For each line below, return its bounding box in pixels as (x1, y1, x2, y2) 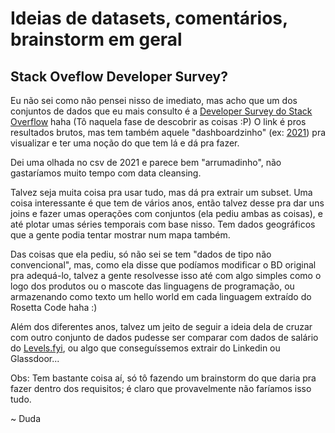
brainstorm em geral (10, 28, 183, 51)
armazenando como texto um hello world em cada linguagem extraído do (10, 291, 312, 302)
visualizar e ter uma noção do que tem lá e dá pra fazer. (10, 137, 240, 149)
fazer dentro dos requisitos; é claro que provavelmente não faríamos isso (10, 383, 312, 394)
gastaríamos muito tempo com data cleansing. (10, 167, 202, 179)
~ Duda (10, 413, 42, 424)
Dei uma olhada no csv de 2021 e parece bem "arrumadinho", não (10, 157, 282, 168)
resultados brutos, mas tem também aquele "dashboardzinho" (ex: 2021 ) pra (10, 127, 327, 138)
